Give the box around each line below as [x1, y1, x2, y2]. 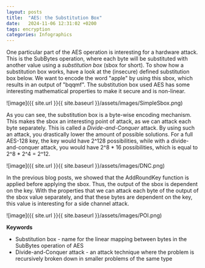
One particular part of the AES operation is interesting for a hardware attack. [6, 48, 198, 56]
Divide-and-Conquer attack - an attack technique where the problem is [15, 248, 195, 256]
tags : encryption [6, 26, 51, 32]
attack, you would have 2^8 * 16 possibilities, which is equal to [40, 144, 198, 151]
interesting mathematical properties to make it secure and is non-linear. [6, 87, 186, 95]
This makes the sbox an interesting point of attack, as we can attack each [6, 117, 192, 125]
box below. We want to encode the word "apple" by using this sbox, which [6, 75, 193, 82]
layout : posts [6, 9, 43, 15]
